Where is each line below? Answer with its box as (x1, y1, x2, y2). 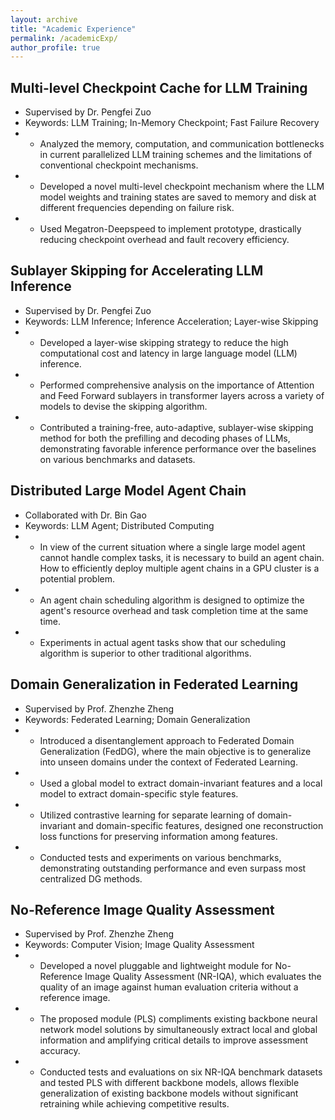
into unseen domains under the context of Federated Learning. (39, 756, 298, 768)
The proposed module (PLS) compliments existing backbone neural (39, 1013, 318, 1025)
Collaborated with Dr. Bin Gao (24, 509, 147, 521)
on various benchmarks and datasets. (39, 453, 196, 465)
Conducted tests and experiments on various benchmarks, (39, 851, 282, 863)
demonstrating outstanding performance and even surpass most (39, 862, 307, 874)
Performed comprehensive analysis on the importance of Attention (39, 379, 315, 391)
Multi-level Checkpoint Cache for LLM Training (10, 79, 308, 96)
